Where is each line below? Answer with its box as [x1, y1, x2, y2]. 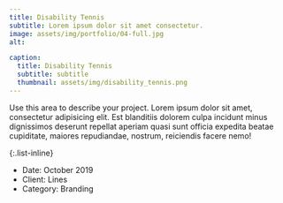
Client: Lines [21, 174, 68, 184]
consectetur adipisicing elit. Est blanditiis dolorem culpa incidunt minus [9, 111, 268, 122]
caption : [9, 54, 42, 63]
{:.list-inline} [9, 147, 54, 158]
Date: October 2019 [21, 164, 94, 175]
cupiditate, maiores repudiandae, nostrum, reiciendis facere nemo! [9, 130, 252, 141]
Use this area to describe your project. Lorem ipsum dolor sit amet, [9, 102, 254, 113]
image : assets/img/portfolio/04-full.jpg [9, 29, 164, 38]
